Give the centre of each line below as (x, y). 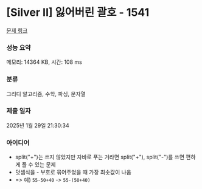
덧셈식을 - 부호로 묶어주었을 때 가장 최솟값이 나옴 (73, 172)
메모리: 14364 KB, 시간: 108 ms (44, 62)
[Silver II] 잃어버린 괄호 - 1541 (78, 12)
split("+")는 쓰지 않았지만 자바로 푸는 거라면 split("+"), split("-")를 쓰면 (99, 157)
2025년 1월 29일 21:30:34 (38, 125)
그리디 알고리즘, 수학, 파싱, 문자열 (46, 94)
